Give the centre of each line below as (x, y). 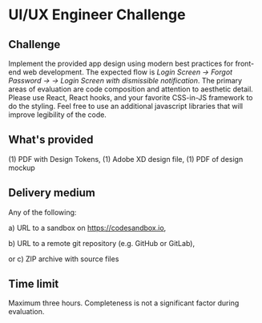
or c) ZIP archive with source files (64, 259)
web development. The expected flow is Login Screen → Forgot (128, 72)
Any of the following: (42, 212)
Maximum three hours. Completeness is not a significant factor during (124, 303)
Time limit (34, 284)
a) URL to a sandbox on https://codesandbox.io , (87, 228)
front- (245, 63)
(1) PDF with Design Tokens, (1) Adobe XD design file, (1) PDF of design (126, 159)
